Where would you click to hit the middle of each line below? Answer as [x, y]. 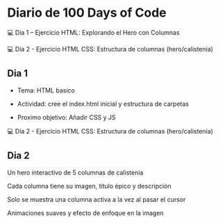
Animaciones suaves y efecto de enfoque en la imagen [86, 213]
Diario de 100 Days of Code [87, 13]
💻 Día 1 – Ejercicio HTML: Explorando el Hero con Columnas [94, 32]
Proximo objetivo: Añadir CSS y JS [66, 117]
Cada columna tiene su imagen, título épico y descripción [89, 186]
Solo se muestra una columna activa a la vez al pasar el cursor [96, 199]
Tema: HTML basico [46, 90]
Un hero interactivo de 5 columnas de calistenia [75, 173]
